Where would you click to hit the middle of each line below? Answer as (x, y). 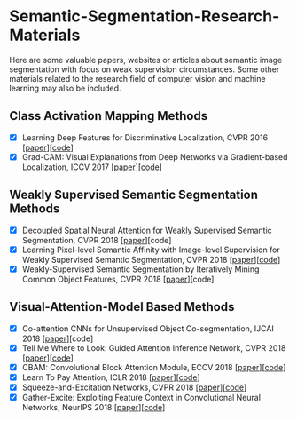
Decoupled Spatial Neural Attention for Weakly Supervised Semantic (147, 230)
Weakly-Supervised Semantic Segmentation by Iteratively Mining (141, 269)
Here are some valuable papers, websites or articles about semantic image (146, 60)
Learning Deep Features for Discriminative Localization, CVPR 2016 (145, 137)
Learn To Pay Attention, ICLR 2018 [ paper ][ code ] (111, 377)
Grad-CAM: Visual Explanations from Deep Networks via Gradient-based (155, 156)
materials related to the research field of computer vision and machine (137, 78)
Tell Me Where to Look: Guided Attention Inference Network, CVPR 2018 (154, 347)
